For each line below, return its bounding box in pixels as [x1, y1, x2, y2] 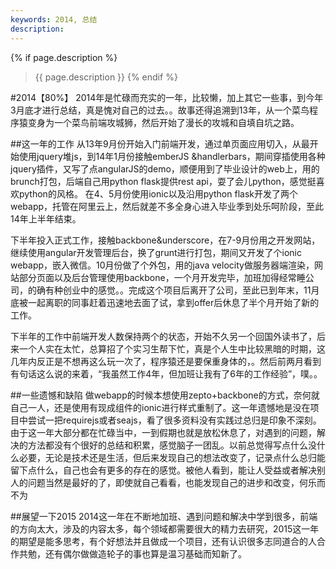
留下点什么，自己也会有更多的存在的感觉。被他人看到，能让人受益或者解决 [10, 464, 317, 476]
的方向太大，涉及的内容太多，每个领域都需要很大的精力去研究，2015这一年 [10, 522, 320, 535]
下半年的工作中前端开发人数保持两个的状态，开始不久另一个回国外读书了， [10, 330, 317, 342]
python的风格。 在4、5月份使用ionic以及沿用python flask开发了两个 [18, 187, 298, 200]
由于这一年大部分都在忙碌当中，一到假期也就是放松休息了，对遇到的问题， [10, 426, 317, 438]
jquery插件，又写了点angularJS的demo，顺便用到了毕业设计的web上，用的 [10, 162, 320, 175]
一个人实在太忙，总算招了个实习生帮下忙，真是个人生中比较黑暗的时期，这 [18, 342, 326, 355]
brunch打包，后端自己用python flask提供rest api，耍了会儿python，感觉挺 [10, 175, 317, 187]
